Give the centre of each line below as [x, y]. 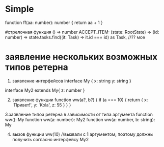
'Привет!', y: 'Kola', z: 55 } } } [41, 105]
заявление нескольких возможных [81, 57]
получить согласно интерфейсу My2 [51, 139]
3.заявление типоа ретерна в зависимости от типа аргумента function [79, 114]
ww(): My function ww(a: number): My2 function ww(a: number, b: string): [80, 119]
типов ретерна [37, 67]
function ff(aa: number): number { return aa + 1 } [54, 22]
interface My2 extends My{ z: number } [45, 90]
